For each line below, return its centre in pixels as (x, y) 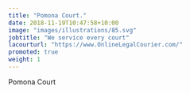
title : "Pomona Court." (48, 15)
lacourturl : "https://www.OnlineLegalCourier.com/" (95, 45)
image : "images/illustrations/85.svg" (72, 30)
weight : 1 (25, 60)
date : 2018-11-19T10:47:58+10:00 (64, 23)
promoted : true (33, 52)
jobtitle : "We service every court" (69, 37)
